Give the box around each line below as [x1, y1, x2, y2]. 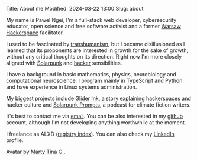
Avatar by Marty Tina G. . [6, 148, 66, 155]
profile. [6, 137, 24, 144]
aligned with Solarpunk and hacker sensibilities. [6, 59, 122, 66]
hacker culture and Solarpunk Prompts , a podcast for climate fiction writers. [6, 101, 191, 108]
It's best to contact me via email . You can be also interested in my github [6, 112, 183, 120]
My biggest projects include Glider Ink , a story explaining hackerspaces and [6, 95, 191, 102]
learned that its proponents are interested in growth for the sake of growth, [6, 47, 189, 54]
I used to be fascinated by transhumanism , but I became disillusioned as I [6, 41, 185, 47]
